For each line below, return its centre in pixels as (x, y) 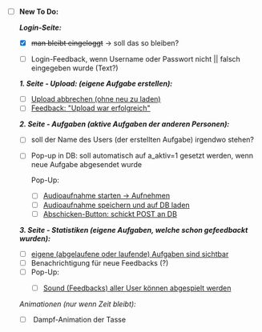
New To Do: (39, 12)
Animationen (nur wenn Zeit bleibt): (78, 304)
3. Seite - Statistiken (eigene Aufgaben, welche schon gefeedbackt (133, 230)
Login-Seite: (40, 28)
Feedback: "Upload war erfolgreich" (91, 108)
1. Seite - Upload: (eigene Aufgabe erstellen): (96, 84)
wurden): (35, 238)
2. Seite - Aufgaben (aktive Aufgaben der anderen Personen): (124, 124)
